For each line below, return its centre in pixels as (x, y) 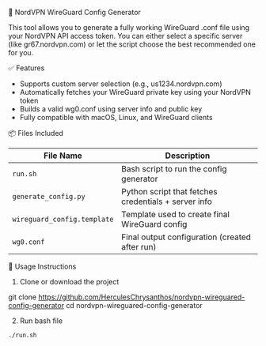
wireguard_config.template (63, 219)
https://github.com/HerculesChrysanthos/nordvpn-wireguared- (142, 297)
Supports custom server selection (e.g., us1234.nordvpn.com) (121, 84)
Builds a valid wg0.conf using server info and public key (111, 109)
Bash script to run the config (174, 169)
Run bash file (41, 321)
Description (188, 156)
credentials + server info (167, 201)
